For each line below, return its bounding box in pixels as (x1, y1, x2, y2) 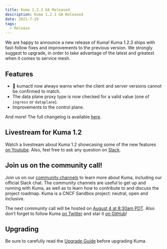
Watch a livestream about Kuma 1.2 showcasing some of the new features (5, 141, 157, 147)
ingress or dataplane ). (12, 99, 58, 105)
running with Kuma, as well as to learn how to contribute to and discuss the (5, 185, 159, 191)
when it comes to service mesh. (5, 55, 71, 61)
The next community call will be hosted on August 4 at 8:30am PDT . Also (5, 205, 155, 211)
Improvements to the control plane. (12, 104, 84, 110)
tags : (5, 21, 16, 26)
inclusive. (5, 195, 25, 202)
